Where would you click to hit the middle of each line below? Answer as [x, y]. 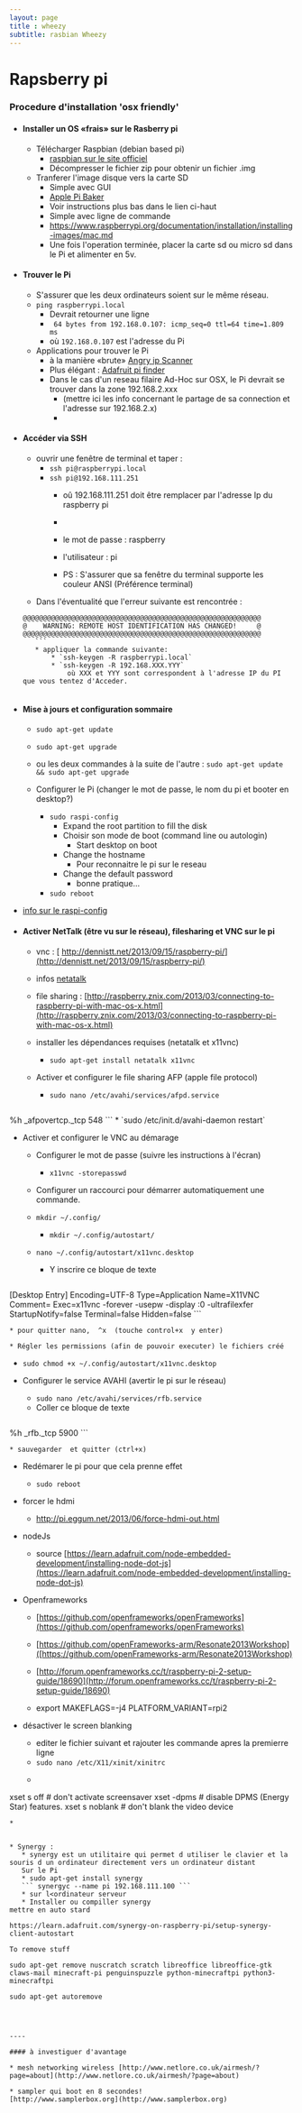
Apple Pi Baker [77, 197]
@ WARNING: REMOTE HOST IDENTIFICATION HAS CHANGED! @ [142, 626]
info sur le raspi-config [65, 911]
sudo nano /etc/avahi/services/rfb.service [119, 1399]
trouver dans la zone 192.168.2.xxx [114, 389]
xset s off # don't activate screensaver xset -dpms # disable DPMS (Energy [150, 1796]
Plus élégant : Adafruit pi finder [107, 370]
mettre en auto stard [50, 1910]
